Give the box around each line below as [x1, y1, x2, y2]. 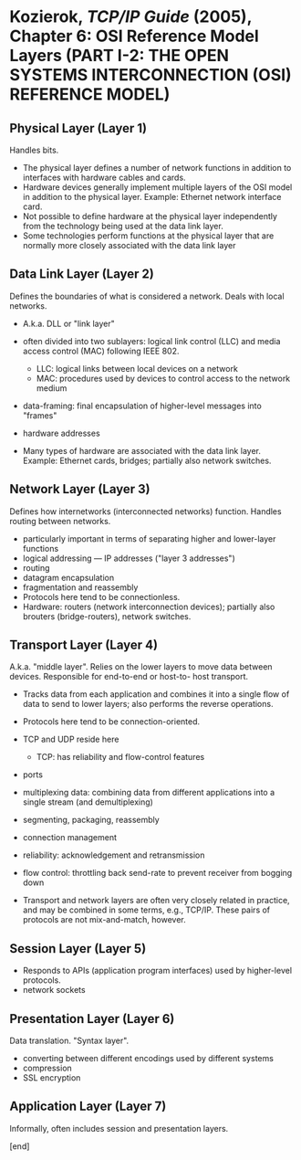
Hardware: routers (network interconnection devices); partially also [22, 601, 275, 612]
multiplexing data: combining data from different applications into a [22, 787, 275, 798]
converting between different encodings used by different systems [22, 1053, 274, 1064]
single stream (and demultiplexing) [22, 796, 153, 807]
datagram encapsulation [22, 572, 115, 583]
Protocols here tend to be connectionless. [22, 591, 181, 602]
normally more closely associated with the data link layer [22, 240, 236, 250]
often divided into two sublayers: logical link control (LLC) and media [22, 335, 281, 346]
